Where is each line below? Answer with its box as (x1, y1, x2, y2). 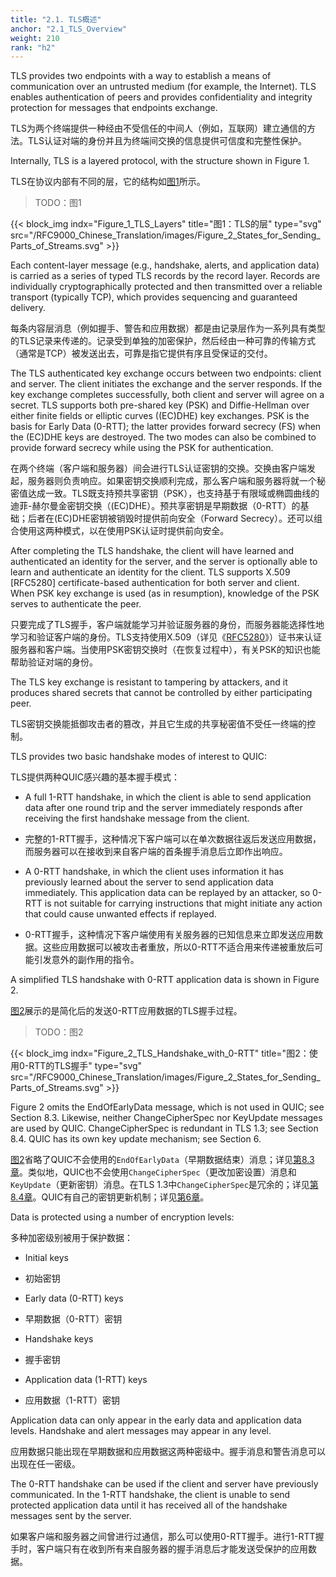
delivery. (10, 302, 47, 314)
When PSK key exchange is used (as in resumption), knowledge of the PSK (10, 587, 320, 600)
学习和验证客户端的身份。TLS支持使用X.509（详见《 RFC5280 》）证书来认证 (10, 631, 322, 643)
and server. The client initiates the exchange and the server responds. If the (10, 378, 323, 390)
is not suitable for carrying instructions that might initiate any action (44, 897, 323, 910)
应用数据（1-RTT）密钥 (24, 1394, 121, 1406)
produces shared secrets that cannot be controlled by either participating (10, 687, 313, 699)
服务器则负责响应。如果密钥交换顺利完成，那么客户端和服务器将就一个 (27, 475, 317, 487)
